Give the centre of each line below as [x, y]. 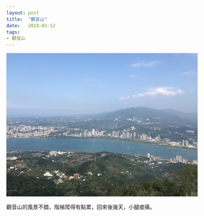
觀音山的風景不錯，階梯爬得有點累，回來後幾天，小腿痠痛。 [81, 207]
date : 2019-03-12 [31, 25]
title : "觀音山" [27, 19]
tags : [13, 32]
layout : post [23, 13]
